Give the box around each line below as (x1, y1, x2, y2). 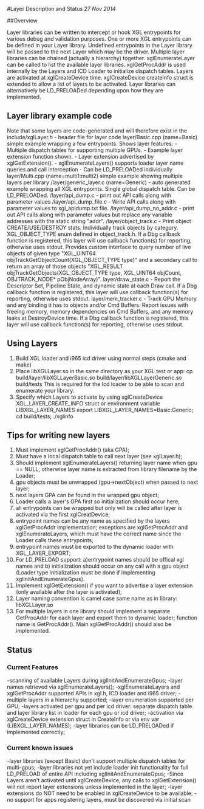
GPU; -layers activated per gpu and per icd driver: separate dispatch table (7, 703, 192, 710)
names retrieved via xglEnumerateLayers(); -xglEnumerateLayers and (7, 683, 180, 690)
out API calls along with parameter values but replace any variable (7, 211, 172, 218)
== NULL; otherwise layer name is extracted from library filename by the (15, 466, 197, 473)
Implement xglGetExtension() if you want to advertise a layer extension (15, 582, 193, 589)
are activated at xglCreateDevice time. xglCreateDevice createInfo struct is (7, 74, 194, 81)
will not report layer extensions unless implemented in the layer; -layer (7, 783, 183, 791)
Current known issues (7, 744, 73, 752)
